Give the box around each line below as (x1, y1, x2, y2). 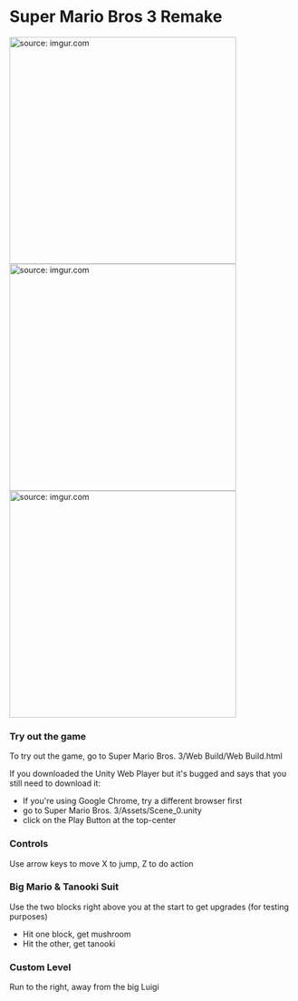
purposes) (9, 910, 48, 922)
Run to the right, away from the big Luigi (9, 982, 160, 993)
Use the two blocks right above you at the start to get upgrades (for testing (9, 901, 290, 912)
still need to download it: (9, 778, 101, 789)
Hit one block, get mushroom (22, 928, 131, 939)
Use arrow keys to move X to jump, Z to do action (9, 858, 194, 869)
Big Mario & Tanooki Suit (9, 880, 120, 893)
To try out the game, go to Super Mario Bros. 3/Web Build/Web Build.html (9, 751, 284, 761)
